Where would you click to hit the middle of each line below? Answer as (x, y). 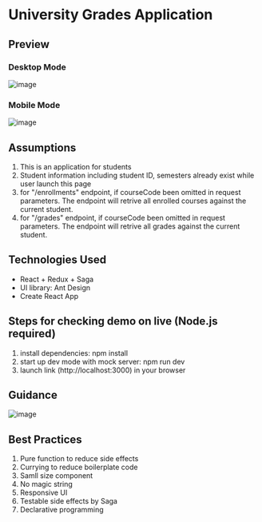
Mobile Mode (34, 105)
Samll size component (56, 476)
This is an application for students (75, 166)
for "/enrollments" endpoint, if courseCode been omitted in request (130, 192)
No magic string (46, 484)
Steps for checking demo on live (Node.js (113, 321)
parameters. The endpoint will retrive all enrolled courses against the (133, 201)
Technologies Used (57, 260)
